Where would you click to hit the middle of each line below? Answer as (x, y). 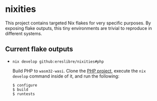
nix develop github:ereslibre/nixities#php (58, 61)
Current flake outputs (39, 49)
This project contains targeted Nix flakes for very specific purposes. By (78, 23)
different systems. (24, 33)
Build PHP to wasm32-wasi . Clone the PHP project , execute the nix (79, 71)
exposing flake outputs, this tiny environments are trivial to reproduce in (79, 28)
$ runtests (24, 94)
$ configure (25, 85)
